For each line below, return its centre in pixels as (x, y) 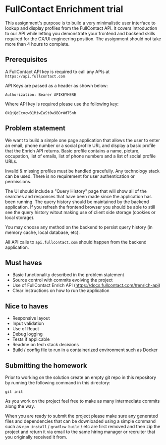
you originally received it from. (36, 437)
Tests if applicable (31, 339)
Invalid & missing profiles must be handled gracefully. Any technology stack (83, 171)
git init (14, 392)
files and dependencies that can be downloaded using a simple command (81, 421)
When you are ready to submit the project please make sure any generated (82, 416)
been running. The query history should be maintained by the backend (77, 202)
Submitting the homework (46, 365)
